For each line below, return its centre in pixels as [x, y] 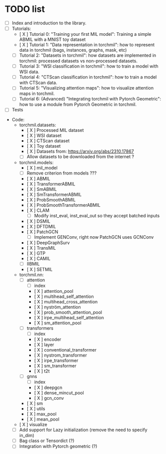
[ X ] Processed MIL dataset [55, 130]
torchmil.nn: [32, 274]
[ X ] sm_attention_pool [58, 323]
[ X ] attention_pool [54, 291]
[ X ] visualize [33, 425]
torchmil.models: [37, 162]
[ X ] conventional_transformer [65, 350]
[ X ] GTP [36, 253]
